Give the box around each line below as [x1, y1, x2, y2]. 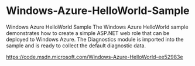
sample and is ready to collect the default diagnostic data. [6, 42, 146, 49]
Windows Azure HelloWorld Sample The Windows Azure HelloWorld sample [6, 23, 189, 30]
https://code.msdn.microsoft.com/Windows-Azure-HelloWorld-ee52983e [6, 53, 183, 60]
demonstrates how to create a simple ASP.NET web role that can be [6, 29, 170, 36]
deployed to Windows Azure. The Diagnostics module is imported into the [6, 36, 184, 43]
